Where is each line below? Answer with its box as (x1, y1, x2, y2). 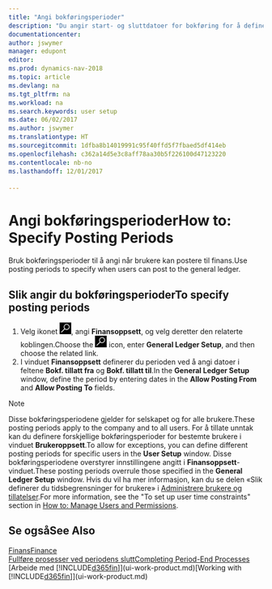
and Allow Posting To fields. (19, 383, 116, 393)
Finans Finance (8, 545, 57, 555)
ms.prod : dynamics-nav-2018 (8, 65, 104, 73)
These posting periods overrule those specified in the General (35, 466, 243, 475)
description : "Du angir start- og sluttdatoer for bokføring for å (8, 21, 241, 30)
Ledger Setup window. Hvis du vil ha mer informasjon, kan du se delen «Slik (8, 475, 263, 484)
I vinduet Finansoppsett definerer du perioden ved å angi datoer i (19, 357, 240, 367)
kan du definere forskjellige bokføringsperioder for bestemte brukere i (8, 432, 242, 441)
